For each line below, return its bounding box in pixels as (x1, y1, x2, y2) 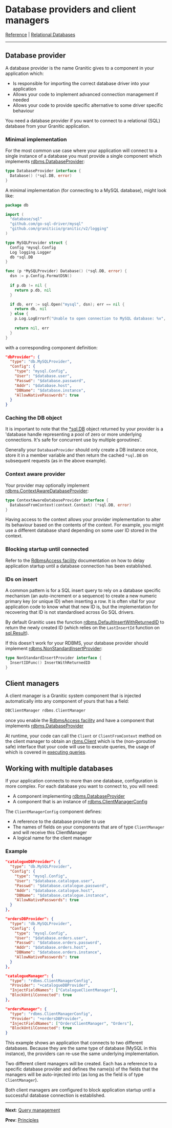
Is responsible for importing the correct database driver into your (12, 80, 150, 86)
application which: (5, 70, 44, 77)
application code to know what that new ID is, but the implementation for (5, 604, 159, 610)
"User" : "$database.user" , (14, 373, 72, 379)
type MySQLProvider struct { (5, 240, 68, 245)
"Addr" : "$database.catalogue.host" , (14, 888, 95, 893)
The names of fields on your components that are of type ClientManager (12, 824, 165, 830)
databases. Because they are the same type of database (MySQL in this (5, 1045, 157, 1051)
